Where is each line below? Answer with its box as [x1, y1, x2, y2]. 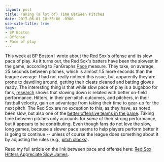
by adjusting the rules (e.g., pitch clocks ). [5, 136, 90, 142]
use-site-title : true [5, 21, 50, 26]
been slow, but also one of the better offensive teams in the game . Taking [5, 110, 154, 116]
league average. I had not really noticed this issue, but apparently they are [5, 73, 156, 79]
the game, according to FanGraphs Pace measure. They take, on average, [5, 63, 155, 69]
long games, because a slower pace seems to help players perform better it [5, 126, 159, 132]
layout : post [5, 7, 32, 12]
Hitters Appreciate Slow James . [5, 151, 69, 157]
